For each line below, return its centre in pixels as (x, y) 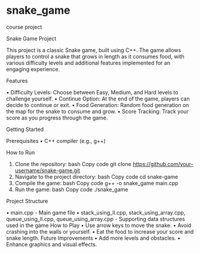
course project (24, 27)
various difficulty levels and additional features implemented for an (88, 63)
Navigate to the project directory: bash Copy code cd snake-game (96, 176)
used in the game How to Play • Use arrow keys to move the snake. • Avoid (99, 225)
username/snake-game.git (47, 170)
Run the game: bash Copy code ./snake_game (71, 189)
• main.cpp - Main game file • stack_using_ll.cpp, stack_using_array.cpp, (96, 212)
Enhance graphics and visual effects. (52, 244)
